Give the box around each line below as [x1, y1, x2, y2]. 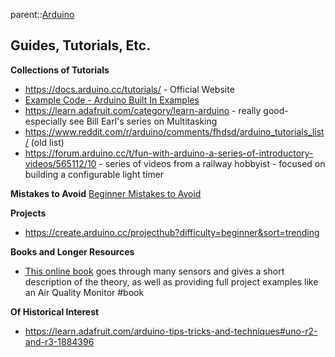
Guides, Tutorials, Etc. [10, 37, 152, 54]
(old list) [30, 136, 65, 148]
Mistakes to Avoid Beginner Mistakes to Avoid [10, 187, 202, 199]
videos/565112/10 [24, 157, 97, 169]
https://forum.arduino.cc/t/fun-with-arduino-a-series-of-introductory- [24, 147, 314, 159]
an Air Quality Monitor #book [24, 286, 145, 298]
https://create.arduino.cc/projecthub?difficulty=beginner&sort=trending [24, 226, 320, 238]
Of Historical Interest [10, 305, 100, 318]
